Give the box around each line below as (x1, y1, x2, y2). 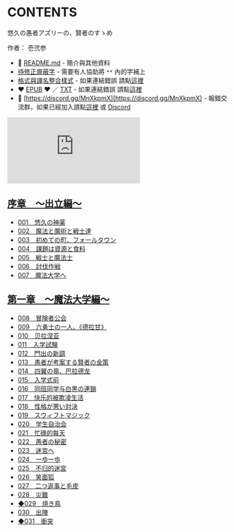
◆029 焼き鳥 (17, 499, 62, 507)
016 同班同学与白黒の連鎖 (17, 384, 97, 393)
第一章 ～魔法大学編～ (7, 294, 110, 306)
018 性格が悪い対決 (17, 402, 78, 410)
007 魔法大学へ (17, 271, 67, 279)
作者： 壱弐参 (7, 43, 47, 52)
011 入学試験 (17, 340, 59, 348)
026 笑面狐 (17, 473, 54, 481)
